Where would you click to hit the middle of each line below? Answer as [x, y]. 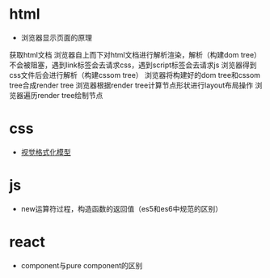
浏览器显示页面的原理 [56, 37]
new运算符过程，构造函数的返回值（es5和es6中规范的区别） [122, 208]
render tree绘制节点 [70, 95]
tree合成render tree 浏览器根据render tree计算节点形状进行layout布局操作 [131, 85]
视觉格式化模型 [46, 152]
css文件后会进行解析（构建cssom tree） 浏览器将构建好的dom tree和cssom [135, 75]
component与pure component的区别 [82, 265]
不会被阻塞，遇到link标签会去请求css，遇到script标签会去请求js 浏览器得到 [133, 65]
